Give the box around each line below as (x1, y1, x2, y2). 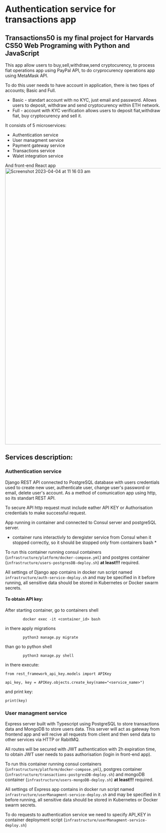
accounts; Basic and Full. (5, 87, 56, 93)
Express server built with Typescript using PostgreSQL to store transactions (5, 721, 160, 727)
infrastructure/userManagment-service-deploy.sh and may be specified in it (5, 791, 161, 797)
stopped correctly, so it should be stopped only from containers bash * (12, 540, 157, 545)
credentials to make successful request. (5, 510, 86, 516)
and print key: (5, 688, 33, 695)
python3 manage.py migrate (23, 635, 79, 640)
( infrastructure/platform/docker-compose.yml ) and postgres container (5, 554, 150, 560)
